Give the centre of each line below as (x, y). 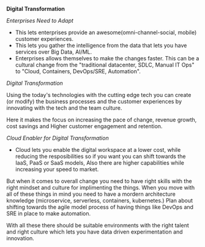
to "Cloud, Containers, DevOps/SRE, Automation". (78, 71)
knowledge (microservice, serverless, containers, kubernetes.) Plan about (99, 200)
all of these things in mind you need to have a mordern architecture (91, 194)
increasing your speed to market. (57, 169)
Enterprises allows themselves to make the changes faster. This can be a (107, 58)
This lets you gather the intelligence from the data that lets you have (101, 45)
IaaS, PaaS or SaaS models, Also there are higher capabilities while (100, 163)
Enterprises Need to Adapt (40, 20)
